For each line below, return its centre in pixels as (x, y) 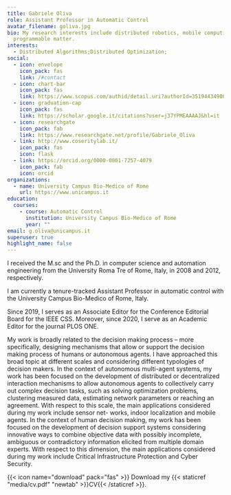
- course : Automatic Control (61, 212)
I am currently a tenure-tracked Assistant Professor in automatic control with (115, 291)
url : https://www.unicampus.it (64, 192)
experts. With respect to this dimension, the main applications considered (111, 449)
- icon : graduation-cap (47, 103)
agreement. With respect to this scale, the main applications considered (109, 406)
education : (23, 199)
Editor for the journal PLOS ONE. (53, 327)
